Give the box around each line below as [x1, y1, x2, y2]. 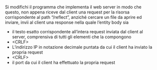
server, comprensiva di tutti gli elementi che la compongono [12, 34, 132, 40]
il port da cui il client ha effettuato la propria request [12, 60, 115, 65]
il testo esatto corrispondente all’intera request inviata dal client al [12, 29, 143, 34]
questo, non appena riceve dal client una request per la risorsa [5, 9, 129, 15]
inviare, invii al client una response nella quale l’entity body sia [5, 19, 129, 25]
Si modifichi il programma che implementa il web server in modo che [5, 4, 142, 10]
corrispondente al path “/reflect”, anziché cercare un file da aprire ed [5, 14, 142, 20]
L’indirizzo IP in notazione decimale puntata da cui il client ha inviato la [12, 44, 153, 50]
